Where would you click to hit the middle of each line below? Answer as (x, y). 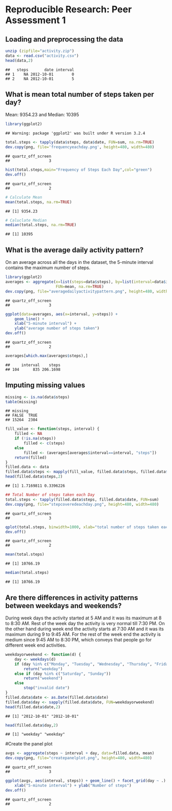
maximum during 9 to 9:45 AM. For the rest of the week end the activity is (83, 634)
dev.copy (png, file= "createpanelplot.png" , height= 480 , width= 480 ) (79, 758)
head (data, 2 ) (19, 60)
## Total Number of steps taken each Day (50, 495)
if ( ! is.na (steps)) (35, 439)
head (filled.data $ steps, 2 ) (34, 477)
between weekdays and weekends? (63, 606)
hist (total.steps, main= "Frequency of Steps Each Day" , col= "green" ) (79, 170)
